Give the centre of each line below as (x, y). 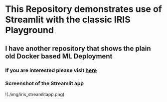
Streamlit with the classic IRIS (68, 20)
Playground (29, 30)
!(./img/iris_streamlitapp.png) (35, 94)
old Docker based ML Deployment (59, 56)
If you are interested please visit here (51, 70)
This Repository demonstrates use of (83, 9)
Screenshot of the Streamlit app (44, 84)
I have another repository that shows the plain (78, 48)
